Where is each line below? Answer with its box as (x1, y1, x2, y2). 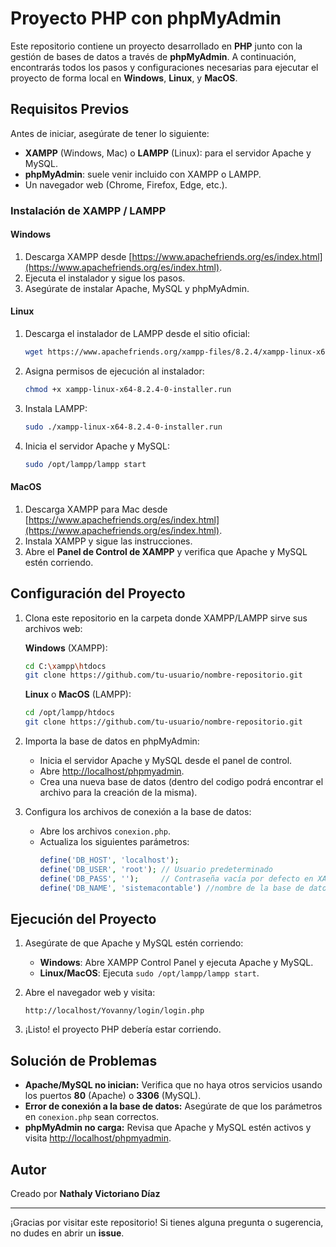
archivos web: (24, 622, 83, 634)
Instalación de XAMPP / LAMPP (10, 203, 167, 217)
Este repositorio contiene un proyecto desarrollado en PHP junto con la (10, 40, 303, 52)
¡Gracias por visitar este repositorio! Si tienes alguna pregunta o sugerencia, (10, 1217, 324, 1229)
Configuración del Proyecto (10, 585, 186, 602)
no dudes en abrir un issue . (10, 1227, 125, 1239)
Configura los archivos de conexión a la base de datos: (24, 806, 252, 818)
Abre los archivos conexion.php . (39, 825, 171, 837)
